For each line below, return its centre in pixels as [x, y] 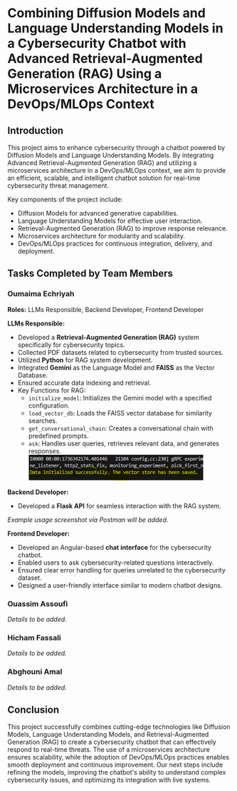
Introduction [36, 130]
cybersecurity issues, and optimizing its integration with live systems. [109, 780]
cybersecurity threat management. [58, 186]
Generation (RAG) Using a [85, 74]
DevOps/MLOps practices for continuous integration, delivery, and [115, 243]
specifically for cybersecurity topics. [72, 345]
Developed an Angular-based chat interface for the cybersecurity [115, 547]
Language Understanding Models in [115, 28]
